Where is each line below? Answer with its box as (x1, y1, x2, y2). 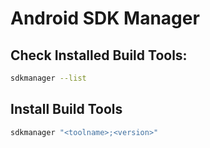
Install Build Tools (10, 101, 123, 118)
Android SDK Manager (10, 7, 200, 30)
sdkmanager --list (10, 73, 87, 83)
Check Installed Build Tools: (10, 47, 188, 64)
